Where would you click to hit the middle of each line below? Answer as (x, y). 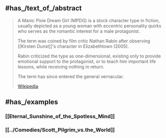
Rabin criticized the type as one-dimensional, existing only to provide (89, 56)
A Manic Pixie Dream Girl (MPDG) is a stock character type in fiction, (89, 20)
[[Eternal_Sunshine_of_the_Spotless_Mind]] (60, 116)
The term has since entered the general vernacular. (71, 76)
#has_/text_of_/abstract (44, 8)
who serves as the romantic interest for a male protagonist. (79, 31)
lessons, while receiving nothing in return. (61, 66)
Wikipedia (28, 86)
